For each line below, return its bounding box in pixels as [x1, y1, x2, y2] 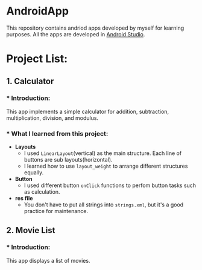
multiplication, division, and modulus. [6, 114, 98, 122]
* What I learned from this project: [6, 129, 109, 137]
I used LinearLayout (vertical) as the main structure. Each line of [24, 150, 182, 157]
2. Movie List [6, 225, 55, 235]
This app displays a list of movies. [6, 257, 90, 264]
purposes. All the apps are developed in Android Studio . [6, 30, 145, 38]
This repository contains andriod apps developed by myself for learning [6, 24, 185, 31]
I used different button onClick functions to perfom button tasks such [24, 182, 197, 189]
